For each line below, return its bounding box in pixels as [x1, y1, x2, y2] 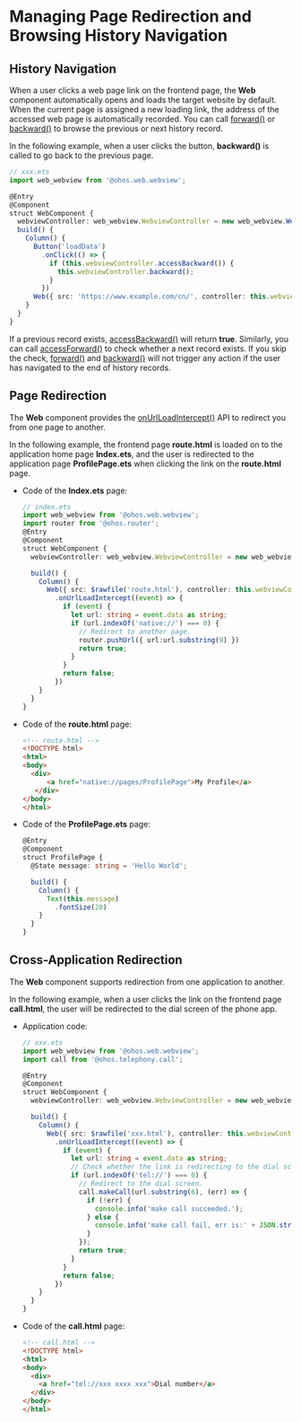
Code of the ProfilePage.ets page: [21, 819, 150, 830]
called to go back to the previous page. [9, 150, 154, 161]
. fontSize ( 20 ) [55, 903, 107, 912]
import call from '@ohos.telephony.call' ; [21, 1055, 184, 1064]
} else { [86, 1213, 119, 1222]
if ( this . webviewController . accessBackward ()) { [48, 259, 235, 268]
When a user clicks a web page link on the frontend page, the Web [9, 85, 256, 95]
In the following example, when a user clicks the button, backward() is [9, 141, 270, 151]
